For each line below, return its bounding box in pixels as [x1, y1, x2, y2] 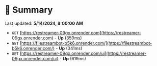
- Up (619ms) [59, 55, 86, 61]
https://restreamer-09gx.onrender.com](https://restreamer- [21, 30, 142, 35]
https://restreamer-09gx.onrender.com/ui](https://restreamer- [21, 50, 147, 56]
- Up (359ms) [54, 35, 82, 41]
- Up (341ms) [55, 45, 83, 51]
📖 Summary [4, 4, 53, 16]
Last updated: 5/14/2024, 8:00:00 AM [4, 20, 83, 26]
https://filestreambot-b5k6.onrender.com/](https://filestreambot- [21, 40, 152, 46]
